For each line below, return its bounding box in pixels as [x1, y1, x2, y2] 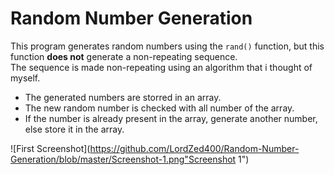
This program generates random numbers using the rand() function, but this [10, 40, 325, 52]
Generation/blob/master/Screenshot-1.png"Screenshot [10, 153, 237, 165]
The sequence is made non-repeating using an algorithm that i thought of [10, 61, 313, 73]
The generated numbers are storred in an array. [24, 91, 222, 103]
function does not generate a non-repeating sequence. [10, 50, 238, 62]
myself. [10, 72, 41, 84]
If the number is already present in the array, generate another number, [24, 112, 318, 124]
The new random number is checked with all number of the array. [24, 102, 295, 114]
